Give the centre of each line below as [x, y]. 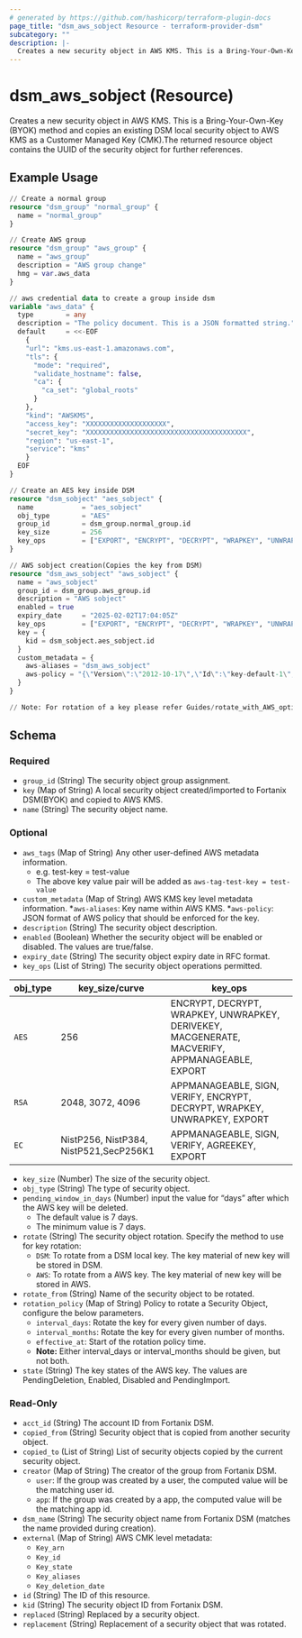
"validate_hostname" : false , [88, 374]
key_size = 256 [60, 533]
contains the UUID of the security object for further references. [126, 150]
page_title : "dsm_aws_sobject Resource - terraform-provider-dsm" [136, 26]
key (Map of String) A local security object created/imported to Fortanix [154, 791]
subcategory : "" [40, 34]
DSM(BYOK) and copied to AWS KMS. [93, 800]
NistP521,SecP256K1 [107, 1150]
